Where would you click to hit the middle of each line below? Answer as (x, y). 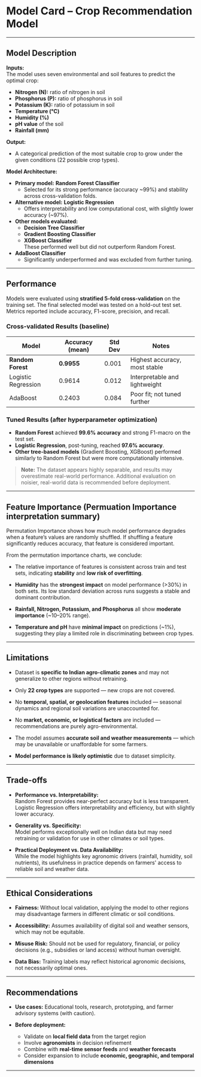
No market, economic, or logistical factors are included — (88, 720)
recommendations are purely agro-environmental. (76, 726)
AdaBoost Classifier (40, 253)
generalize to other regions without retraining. (71, 678)
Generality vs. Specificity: (48, 825)
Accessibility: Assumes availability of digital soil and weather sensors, (102, 926)
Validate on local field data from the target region (85, 1037)
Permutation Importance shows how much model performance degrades (96, 530)
